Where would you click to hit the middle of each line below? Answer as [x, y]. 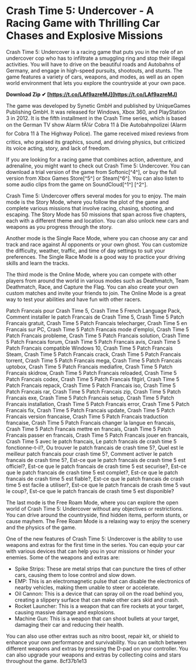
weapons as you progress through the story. [59, 227]
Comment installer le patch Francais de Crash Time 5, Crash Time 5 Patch [95, 317]
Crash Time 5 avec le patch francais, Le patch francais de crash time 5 [91, 441]
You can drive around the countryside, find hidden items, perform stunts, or [97, 515]
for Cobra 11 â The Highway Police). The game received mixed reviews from [97, 134]
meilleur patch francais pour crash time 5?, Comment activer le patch [90, 454]
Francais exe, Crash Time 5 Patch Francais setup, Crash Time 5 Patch [90, 398]
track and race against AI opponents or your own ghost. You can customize [97, 244]
